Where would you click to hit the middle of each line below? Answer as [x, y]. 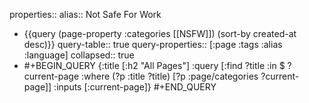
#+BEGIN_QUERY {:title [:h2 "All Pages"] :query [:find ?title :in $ [154, 65]
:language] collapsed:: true [79, 55]
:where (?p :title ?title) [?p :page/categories [170, 76]
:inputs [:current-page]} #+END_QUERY [135, 87]
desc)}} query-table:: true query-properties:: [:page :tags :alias [153, 44]
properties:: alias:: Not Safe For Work [85, 14]
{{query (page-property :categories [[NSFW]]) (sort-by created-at [160, 33]
